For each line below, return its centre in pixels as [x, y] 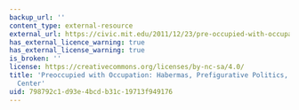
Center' [32, 83]
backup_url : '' [37, 17]
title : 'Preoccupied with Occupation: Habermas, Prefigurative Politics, [149, 75]
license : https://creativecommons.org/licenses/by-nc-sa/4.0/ [127, 67]
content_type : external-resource [71, 26]
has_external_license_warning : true [77, 51]
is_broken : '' [36, 59]
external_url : [36, 34]
